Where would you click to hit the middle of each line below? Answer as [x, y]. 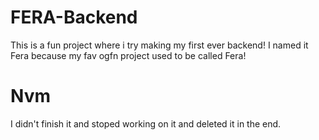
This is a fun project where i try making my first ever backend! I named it [159, 45]
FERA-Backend [74, 17]
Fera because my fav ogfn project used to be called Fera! [128, 55]
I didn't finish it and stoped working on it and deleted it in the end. [146, 123]
